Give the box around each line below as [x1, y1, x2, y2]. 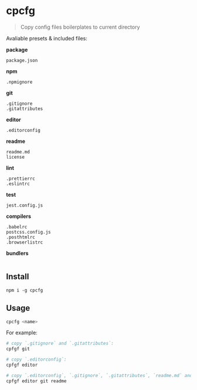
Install [6, 272, 29, 282]
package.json [6, 57, 38, 63]
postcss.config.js [6, 229, 51, 235]
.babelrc [6, 224, 28, 230]
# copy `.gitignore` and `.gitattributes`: [6, 341, 114, 347]
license [6, 154, 25, 160]
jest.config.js [6, 202, 43, 208]
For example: [6, 329, 38, 336]
